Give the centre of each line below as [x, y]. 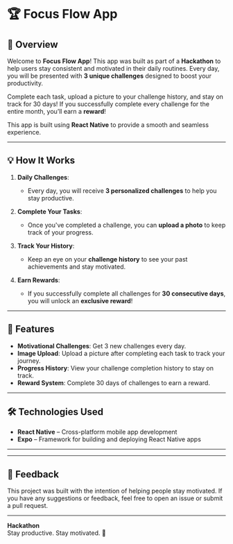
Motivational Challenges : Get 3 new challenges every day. [102, 346]
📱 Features [31, 329]
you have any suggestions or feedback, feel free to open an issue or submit [115, 498]
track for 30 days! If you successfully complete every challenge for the [109, 104]
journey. [29, 360]
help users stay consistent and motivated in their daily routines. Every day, [113, 68]
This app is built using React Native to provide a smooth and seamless [108, 125]
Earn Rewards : [38, 280]
